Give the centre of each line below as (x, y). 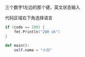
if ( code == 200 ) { (25, 27)
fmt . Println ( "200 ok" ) (37, 32)
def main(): (17, 45)
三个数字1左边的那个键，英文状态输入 (42, 7)
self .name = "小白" (33, 50)
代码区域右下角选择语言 (29, 18)
